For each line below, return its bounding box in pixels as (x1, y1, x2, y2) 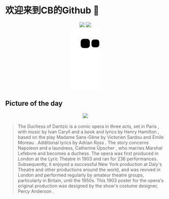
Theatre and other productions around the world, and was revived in (17, 166, 161, 173)
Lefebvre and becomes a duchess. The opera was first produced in (17, 150, 159, 156)
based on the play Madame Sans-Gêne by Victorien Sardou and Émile (17, 134, 164, 140)
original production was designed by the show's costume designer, (17, 183, 158, 189)
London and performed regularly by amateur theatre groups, (17, 172, 145, 178)
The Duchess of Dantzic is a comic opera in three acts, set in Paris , (17, 123, 159, 129)
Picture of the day (5, 99, 63, 108)
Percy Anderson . (17, 188, 54, 194)
